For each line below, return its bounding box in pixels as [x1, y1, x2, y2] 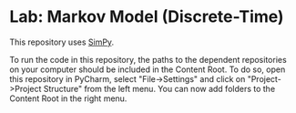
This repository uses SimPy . [9, 36, 115, 47]
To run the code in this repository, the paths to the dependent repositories [9, 54, 287, 65]
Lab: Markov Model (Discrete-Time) [9, 6, 284, 27]
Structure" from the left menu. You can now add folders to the [43, 83, 276, 94]
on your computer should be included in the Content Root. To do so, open [9, 64, 286, 75]
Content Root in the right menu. [9, 93, 128, 104]
